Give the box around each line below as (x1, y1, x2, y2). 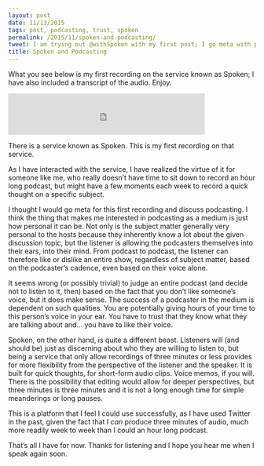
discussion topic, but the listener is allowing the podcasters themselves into (8, 238, 254, 247)
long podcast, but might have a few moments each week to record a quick (8, 181, 249, 191)
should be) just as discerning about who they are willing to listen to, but (8, 344, 240, 353)
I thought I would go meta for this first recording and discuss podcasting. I (8, 205, 248, 214)
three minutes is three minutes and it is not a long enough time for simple (8, 385, 244, 395)
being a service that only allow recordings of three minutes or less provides (8, 352, 253, 361)
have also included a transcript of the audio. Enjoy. (8, 78, 172, 87)
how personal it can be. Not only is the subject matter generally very (8, 221, 229, 231)
